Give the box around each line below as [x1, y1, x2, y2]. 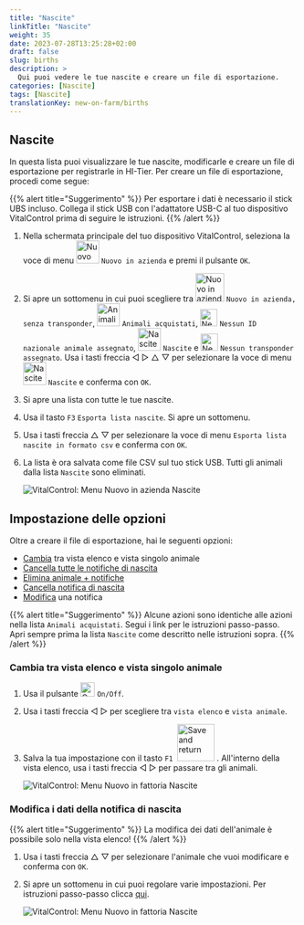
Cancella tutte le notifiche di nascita [22, 562, 158, 573]
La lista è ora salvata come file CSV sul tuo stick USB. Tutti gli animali [22, 457, 283, 468]
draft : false [9, 47, 59, 57]
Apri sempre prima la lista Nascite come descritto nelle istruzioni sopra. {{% [9, 629, 295, 639]
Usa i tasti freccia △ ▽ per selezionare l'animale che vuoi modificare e [22, 851, 289, 862]
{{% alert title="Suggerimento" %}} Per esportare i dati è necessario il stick [9, 194, 293, 205]
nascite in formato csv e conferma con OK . [22, 439, 188, 450]
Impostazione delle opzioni [9, 510, 166, 526]
